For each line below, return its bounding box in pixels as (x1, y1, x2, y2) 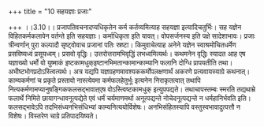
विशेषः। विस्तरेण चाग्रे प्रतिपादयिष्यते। (8, 111, 99, 121)
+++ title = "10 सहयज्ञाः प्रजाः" (8, 7, 92, 16)
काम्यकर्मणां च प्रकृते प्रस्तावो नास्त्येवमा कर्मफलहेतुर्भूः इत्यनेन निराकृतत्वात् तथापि (8, 76, 201, 85)
